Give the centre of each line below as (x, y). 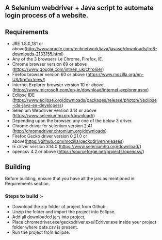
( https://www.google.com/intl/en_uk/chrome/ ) (58, 69)
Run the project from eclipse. (41, 232)
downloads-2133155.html (37, 54)
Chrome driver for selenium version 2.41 (52, 126)
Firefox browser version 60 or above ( (50, 75)
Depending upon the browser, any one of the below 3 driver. (72, 121)
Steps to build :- (24, 196)
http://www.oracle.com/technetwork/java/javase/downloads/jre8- (92, 49)
